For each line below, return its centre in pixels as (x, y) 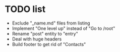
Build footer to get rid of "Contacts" (49, 44)
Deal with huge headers (37, 39)
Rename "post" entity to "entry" (45, 33)
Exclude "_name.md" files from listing (51, 23)
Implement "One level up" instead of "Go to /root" (64, 28)
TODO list (25, 9)
